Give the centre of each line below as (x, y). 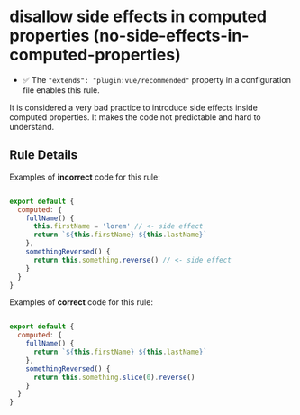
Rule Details (44, 155)
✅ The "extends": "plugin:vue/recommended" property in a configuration (156, 79)
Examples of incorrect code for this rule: (85, 177)
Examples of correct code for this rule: (81, 302)
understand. (32, 126)
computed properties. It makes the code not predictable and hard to (135, 117)
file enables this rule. (61, 90)
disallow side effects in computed (138, 17)
